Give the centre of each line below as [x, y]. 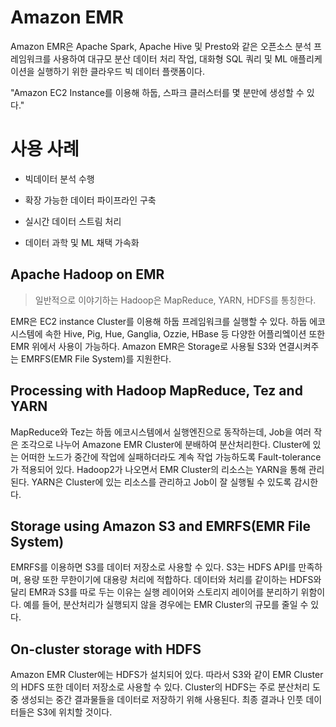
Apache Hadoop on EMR [87, 274]
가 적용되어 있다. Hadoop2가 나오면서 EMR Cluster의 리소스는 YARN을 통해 [158, 469]
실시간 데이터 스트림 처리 [73, 221]
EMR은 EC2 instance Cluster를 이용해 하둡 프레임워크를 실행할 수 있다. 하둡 [159, 321]
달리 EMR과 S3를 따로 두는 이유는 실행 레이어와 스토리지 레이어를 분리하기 [154, 592]
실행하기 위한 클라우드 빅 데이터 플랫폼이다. [121, 71]
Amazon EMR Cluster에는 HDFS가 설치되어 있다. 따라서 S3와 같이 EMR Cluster [167, 675]
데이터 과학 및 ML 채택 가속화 [82, 242]
